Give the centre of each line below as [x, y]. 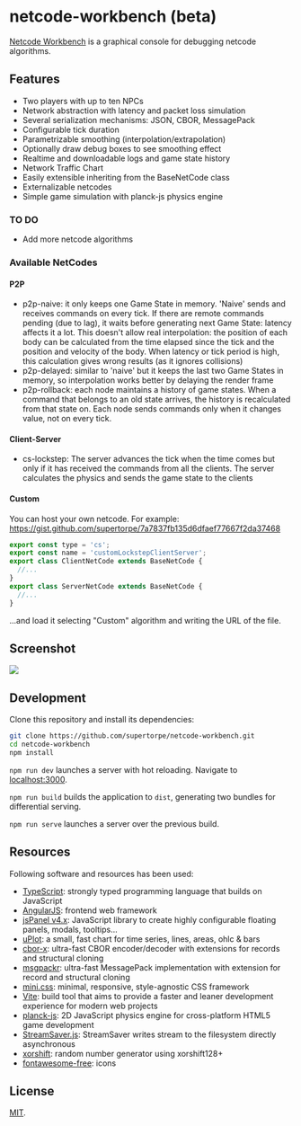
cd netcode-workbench [50, 745]
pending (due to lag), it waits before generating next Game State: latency [157, 323]
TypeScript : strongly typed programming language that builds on [142, 891]
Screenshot [43, 648]
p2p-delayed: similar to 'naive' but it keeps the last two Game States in [153, 371]
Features [35, 80]
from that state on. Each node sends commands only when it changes [151, 409]
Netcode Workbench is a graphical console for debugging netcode [133, 41]
